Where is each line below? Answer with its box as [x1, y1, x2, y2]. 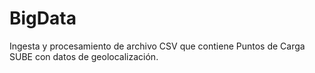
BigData [9, 7, 77, 30]
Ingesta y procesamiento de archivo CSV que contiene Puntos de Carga [9, 40, 306, 52]
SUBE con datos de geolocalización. [9, 50, 159, 62]
